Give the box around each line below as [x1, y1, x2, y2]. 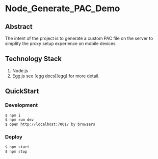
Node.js [12, 68, 28, 73]
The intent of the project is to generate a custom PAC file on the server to [5, 35, 153, 41]
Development [5, 102, 38, 109]
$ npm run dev [5, 117, 34, 122]
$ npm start [5, 145, 29, 150]
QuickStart [5, 87, 39, 95]
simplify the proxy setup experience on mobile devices [5, 41, 116, 46]
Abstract [5, 23, 33, 31]
